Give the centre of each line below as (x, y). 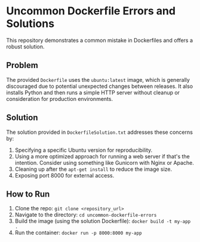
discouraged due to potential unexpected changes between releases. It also (99, 86)
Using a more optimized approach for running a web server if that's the (102, 156)
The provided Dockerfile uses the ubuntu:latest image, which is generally (98, 79)
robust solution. (25, 47)
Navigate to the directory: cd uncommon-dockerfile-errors (86, 215)
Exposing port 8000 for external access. (64, 175)
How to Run (28, 194)
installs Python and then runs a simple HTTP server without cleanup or (93, 92)
